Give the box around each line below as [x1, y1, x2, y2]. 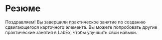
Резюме [5, 3, 41, 14]
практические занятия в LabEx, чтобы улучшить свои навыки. [5, 29, 137, 35]
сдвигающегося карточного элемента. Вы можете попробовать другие [5, 24, 158, 30]
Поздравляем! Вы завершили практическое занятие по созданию [5, 19, 146, 25]
